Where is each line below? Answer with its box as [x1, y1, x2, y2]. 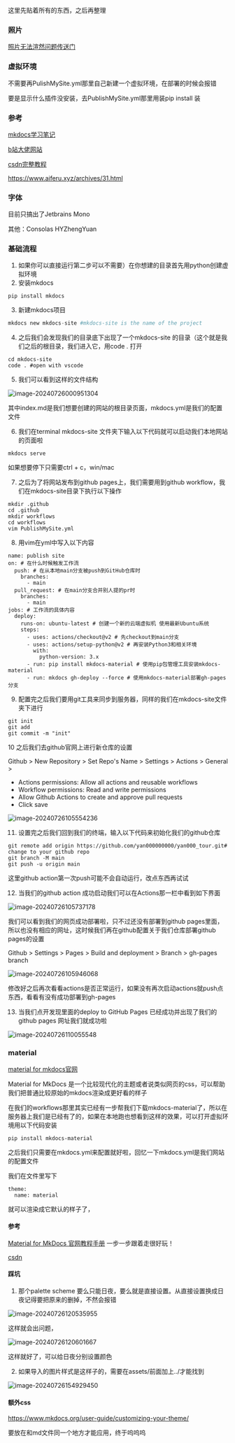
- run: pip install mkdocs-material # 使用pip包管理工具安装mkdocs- [26, 661, 221, 668]
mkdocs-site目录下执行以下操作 [30, 487, 122, 495]
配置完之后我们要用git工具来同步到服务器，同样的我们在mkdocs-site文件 [17, 695, 227, 703]
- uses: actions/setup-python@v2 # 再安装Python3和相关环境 [26, 641, 197, 649]
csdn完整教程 [8, 160, 48, 168]
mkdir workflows [8, 513, 55, 520]
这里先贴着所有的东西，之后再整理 [8, 6, 106, 14]
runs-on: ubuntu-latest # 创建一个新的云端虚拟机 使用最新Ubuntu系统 [20, 620, 209, 628]
